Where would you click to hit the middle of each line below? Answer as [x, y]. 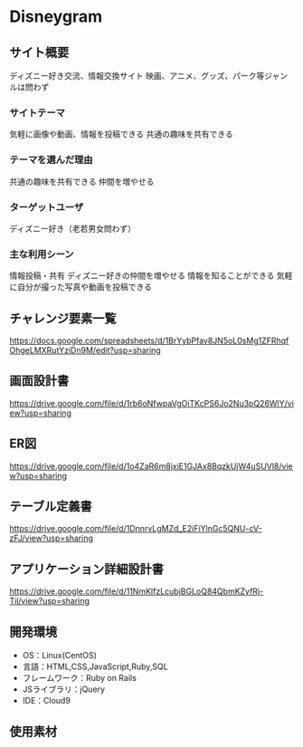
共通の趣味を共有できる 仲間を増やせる [82, 181]
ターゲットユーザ [47, 207]
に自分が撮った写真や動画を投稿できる [80, 287]
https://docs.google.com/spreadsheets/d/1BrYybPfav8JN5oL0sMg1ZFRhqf [149, 340]
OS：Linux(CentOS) [60, 656]
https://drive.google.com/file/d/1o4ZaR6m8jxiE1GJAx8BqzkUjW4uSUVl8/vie [151, 466]
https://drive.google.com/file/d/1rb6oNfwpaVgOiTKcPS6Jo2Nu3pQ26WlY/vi [151, 403]
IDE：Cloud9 [46, 701]
